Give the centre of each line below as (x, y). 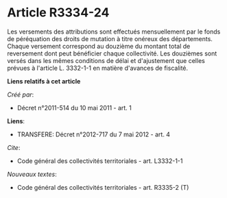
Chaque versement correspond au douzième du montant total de (99, 46)
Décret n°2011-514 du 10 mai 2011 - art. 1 (74, 108)
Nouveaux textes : (32, 174)
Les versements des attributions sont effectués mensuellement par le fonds (114, 32)
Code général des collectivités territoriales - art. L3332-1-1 (100, 161)
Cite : (14, 147)
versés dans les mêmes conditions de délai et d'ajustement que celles (106, 60)
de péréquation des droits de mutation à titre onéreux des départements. (110, 38)
